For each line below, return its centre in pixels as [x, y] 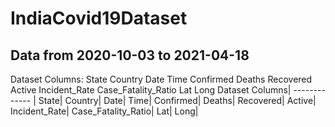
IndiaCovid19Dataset [99, 18]
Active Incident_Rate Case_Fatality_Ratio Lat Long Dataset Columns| [151, 90]
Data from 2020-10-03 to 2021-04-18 [130, 55]
